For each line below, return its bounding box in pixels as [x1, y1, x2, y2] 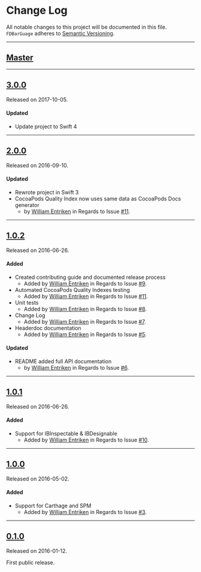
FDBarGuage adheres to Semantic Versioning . [6, 29, 115, 36]
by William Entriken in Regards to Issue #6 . [23, 364, 129, 371]
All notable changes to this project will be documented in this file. [6, 23, 167, 31]
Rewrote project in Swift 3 [14, 188, 79, 196]
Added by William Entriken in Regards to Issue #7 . [23, 318, 147, 325]
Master [6, 53, 34, 63]
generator [14, 201, 40, 208]
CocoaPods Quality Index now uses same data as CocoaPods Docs [14, 195, 181, 202]
